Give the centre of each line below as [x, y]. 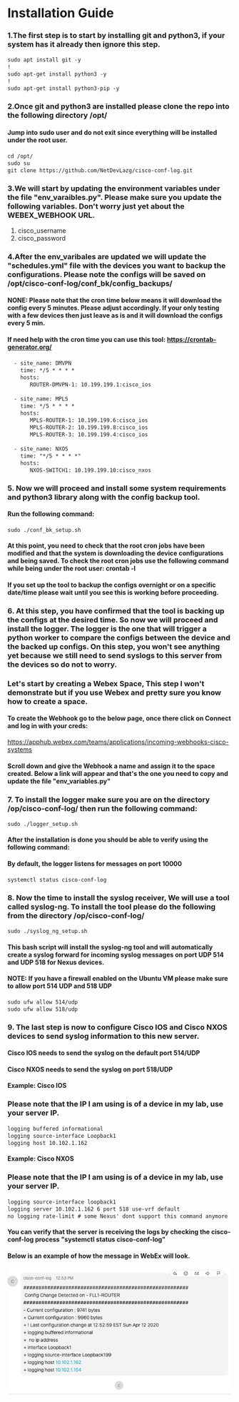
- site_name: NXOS [41, 449]
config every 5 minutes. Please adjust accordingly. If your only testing [113, 308]
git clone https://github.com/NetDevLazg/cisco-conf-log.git [100, 170]
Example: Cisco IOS [37, 1086]
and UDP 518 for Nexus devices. [56, 962]
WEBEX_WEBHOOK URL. [51, 215]
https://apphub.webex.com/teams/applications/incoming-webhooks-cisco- [118, 742]
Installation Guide [61, 13]
